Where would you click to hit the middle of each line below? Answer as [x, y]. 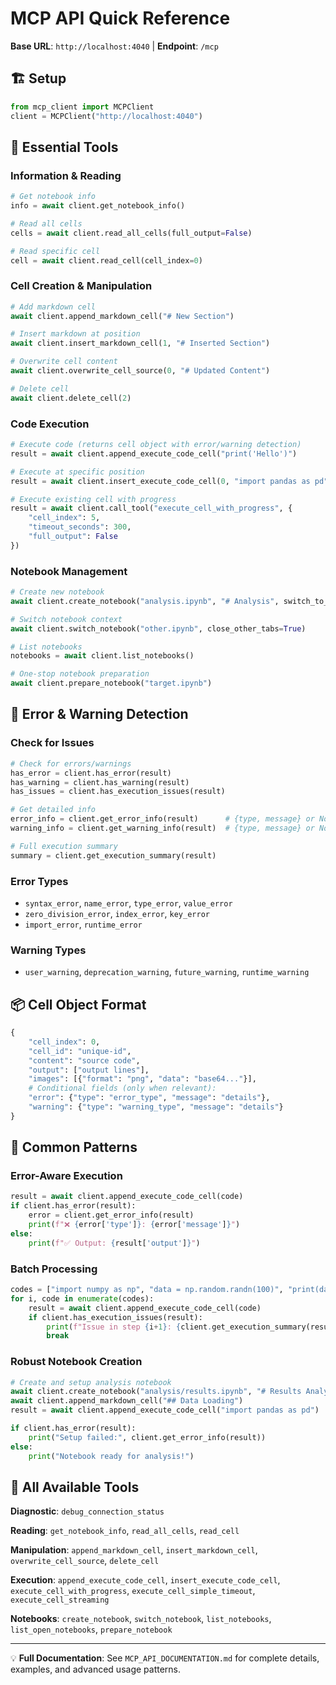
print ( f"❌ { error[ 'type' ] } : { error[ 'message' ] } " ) [134, 1225]
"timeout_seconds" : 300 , [80, 527]
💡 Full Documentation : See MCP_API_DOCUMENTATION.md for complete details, [165, 1658]
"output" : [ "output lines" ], [89, 1070]
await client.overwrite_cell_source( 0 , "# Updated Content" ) [140, 371]
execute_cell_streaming [60, 1600]
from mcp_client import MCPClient [82, 107]
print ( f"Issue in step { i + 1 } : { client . [129, 1327]
